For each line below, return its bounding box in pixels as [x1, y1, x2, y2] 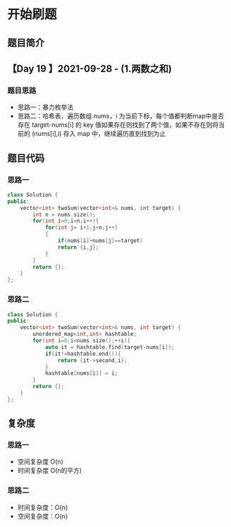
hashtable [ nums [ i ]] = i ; [44, 370, 118, 377]
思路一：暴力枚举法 [17, 103, 74, 111]
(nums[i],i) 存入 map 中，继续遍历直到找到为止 [31, 130, 166, 138]
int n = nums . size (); [32, 211, 96, 218]
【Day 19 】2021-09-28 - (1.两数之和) [7, 63, 173, 75]
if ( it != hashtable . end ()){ [44, 350, 121, 357]
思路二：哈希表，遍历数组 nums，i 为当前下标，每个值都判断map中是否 [17, 112, 224, 120]
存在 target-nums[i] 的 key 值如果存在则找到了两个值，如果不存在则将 [17, 120, 219, 129]
